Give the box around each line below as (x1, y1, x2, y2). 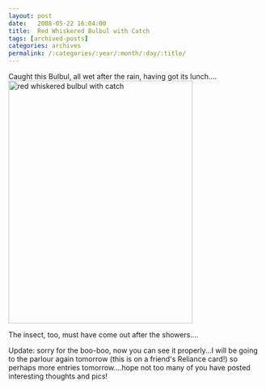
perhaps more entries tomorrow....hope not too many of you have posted (8, 363, 251, 372)
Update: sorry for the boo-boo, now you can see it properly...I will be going (8, 345, 259, 355)
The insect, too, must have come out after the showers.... (8, 330, 199, 340)
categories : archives (8, 42, 82, 50)
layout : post (8, 11, 53, 20)
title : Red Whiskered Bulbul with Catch (8, 27, 150, 35)
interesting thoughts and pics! (8, 371, 108, 381)
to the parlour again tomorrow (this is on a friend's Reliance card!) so (8, 354, 239, 364)
